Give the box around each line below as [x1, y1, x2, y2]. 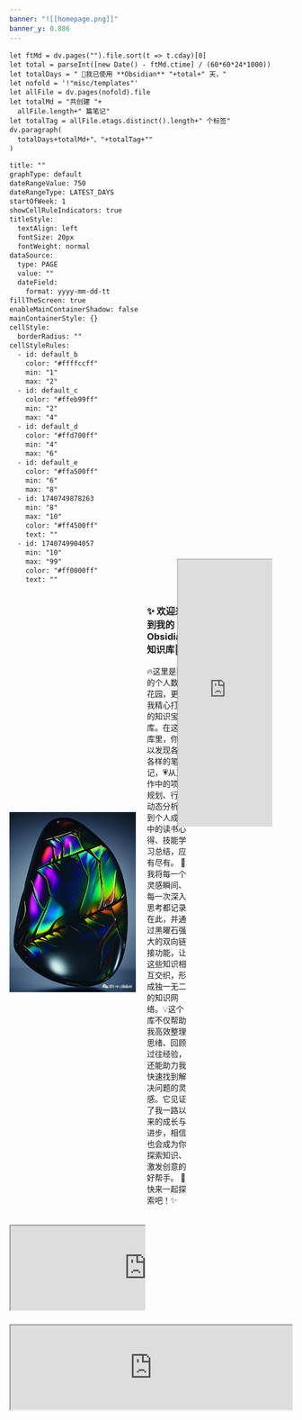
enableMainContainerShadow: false [9, 304, 139, 314]
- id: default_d [17, 421, 78, 431]
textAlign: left [17, 223, 78, 233]
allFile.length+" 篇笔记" [17, 106, 111, 116]
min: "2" [25, 403, 58, 413]
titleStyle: [9, 214, 54, 224]
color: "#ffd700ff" [25, 430, 99, 440]
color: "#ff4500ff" [25, 520, 99, 530]
